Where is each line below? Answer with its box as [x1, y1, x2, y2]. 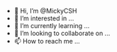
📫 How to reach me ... [13, 37, 80, 45]
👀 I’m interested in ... [13, 14, 74, 22]
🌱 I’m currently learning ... [13, 22, 90, 30]
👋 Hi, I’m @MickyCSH [13, 7, 77, 15]
